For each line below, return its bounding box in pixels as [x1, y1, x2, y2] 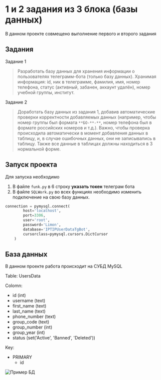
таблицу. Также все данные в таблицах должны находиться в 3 [17, 140, 153, 146]
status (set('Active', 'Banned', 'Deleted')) [12, 335, 96, 341]
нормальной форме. [17, 146, 61, 152]
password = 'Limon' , [23, 222, 61, 227]
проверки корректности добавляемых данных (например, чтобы [17, 114, 156, 120]
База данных [5, 250, 48, 258]
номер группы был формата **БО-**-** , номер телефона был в [17, 119, 152, 125]
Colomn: [5, 282, 22, 288]
